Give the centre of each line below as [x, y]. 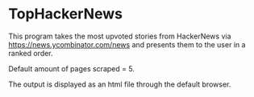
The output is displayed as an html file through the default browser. [120, 84]
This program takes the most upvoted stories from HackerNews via [120, 36]
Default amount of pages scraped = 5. [72, 68]
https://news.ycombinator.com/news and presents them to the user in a [127, 44]
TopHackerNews [66, 14]
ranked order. [31, 53]
